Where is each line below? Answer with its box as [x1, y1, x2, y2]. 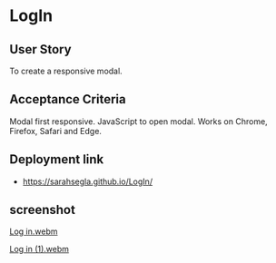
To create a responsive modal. [9, 65, 123, 76]
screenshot [9, 202, 75, 218]
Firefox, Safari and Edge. [9, 125, 103, 136]
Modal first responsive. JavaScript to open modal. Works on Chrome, [9, 115, 268, 127]
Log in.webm [9, 226, 58, 237]
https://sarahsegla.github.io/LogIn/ [22, 176, 153, 187]
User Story [9, 42, 72, 57]
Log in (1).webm [9, 244, 70, 255]
